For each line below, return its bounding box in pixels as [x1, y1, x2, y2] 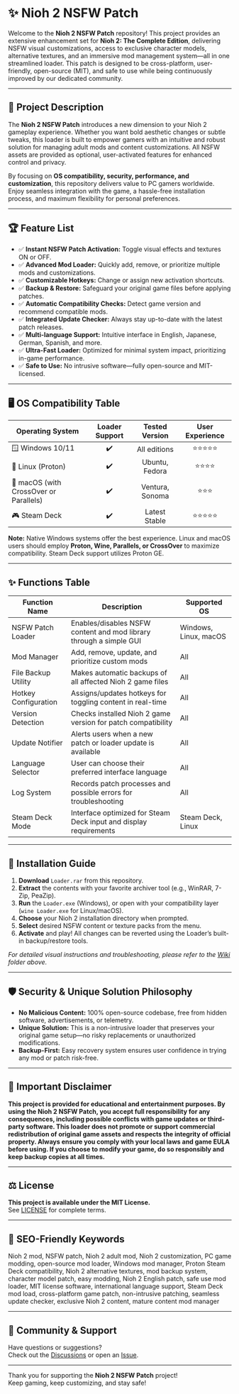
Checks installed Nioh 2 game [70, 709, 171, 719]
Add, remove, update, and [70, 648, 157, 658]
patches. [18, 292, 45, 300]
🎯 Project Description [8, 101, 104, 114]
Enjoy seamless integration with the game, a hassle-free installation [8, 187, 206, 195]
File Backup [11, 668, 51, 678]
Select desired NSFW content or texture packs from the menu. [18, 922, 201, 930]
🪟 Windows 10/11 [11, 443, 75, 453]
